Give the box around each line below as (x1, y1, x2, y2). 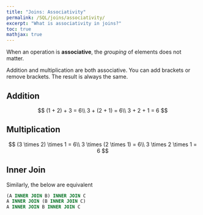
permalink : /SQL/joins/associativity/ (6, 15, 105, 21)
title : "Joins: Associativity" (6, 9, 86, 15)
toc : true (6, 26, 32, 32)
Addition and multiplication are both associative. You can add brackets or (6, 66, 191, 74)
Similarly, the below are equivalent (6, 181, 93, 188)
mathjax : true (6, 32, 43, 38)
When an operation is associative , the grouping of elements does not (6, 48, 182, 55)
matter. (6, 55, 24, 62)
